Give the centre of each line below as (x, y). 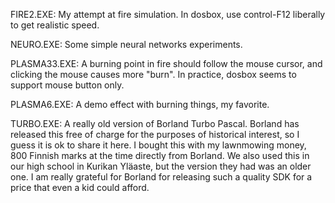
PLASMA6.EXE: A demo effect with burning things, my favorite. (140, 104)
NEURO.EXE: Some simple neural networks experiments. (126, 44)
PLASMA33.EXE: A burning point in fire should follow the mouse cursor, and (166, 63)
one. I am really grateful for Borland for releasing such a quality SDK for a (161, 177)
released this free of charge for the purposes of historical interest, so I (155, 134)
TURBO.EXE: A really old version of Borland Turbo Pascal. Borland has (155, 123)
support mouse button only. (67, 85)
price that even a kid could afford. (80, 187)
